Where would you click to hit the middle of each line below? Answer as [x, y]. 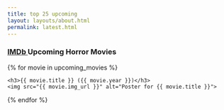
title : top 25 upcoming [43, 14]
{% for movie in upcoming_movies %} [63, 67]
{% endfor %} [28, 99]
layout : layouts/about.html [49, 21]
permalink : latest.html [43, 27]
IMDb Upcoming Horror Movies [62, 52]
